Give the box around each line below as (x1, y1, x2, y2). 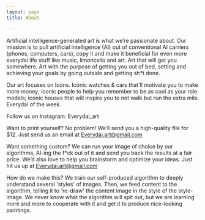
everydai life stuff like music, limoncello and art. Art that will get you (6, 56, 177, 64)
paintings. (6, 206, 32, 214)
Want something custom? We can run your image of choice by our (6, 142, 173, 150)
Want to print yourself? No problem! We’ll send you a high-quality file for (6, 124, 188, 131)
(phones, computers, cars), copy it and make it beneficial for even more (6, 50, 187, 57)
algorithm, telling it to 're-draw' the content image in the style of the (6, 187, 177, 194)
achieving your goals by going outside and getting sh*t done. (6, 69, 160, 76)
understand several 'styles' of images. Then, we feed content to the (6, 180, 177, 188)
